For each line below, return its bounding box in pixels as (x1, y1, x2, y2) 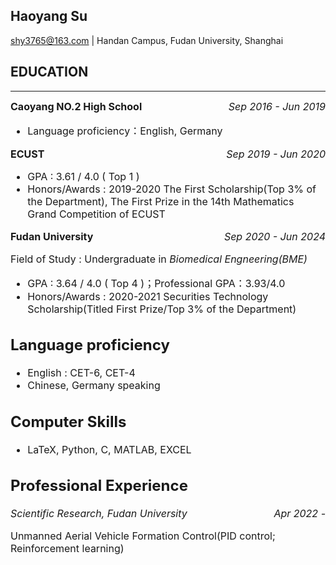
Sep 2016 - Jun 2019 (228, 99, 326, 113)
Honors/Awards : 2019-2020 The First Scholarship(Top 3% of (27, 182, 317, 196)
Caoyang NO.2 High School (10, 99, 143, 113)
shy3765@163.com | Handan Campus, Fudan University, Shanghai (10, 34, 284, 46)
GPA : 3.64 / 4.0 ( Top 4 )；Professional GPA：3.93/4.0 (27, 276, 286, 290)
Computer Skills (10, 412, 127, 431)
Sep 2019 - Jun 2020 (226, 147, 326, 161)
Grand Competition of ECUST (27, 207, 166, 221)
